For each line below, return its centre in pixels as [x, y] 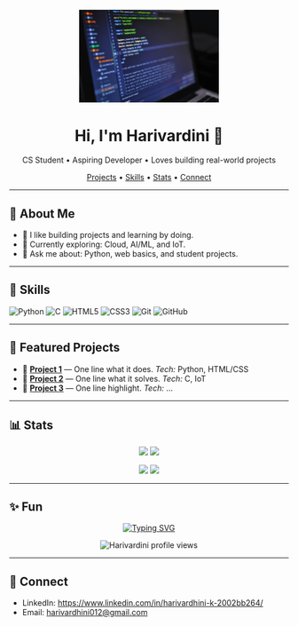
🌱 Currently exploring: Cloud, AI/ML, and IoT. [104, 244]
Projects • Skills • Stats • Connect [149, 178]
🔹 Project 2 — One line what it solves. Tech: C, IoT [114, 378]
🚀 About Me [42, 214]
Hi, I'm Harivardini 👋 [149, 135]
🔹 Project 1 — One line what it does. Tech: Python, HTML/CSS [135, 368]
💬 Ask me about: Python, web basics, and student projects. [130, 254]
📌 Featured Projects [65, 348]
